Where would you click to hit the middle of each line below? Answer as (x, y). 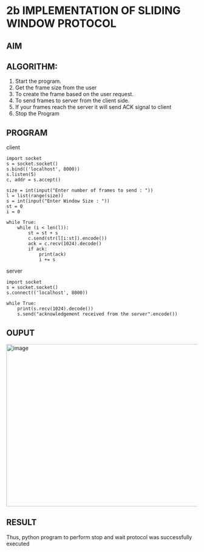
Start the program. (38, 81)
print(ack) (53, 254)
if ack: (38, 249)
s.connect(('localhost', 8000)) (47, 293)
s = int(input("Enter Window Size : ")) (58, 201)
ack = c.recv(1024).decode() (65, 244)
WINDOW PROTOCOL (61, 23)
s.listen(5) (21, 175)
